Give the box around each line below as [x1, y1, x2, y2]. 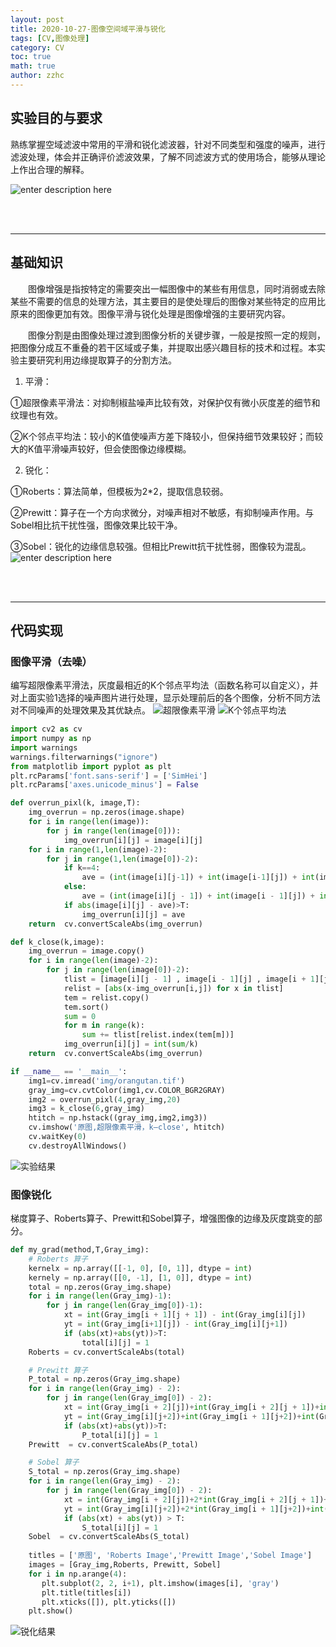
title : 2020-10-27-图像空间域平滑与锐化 [10, 24, 166, 34]
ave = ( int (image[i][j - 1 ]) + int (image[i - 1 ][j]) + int [81, 872, 315, 883]
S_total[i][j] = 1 [81, 1522, 159, 1533]
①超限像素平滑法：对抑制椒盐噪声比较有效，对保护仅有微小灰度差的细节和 [10, 396, 321, 408]
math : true [10, 61, 56, 71]
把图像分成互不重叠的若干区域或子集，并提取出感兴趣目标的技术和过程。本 [10, 341, 317, 353]
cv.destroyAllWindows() [28, 1141, 128, 1151]
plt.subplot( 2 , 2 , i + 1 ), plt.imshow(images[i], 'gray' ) [41, 1578, 280, 1588]
